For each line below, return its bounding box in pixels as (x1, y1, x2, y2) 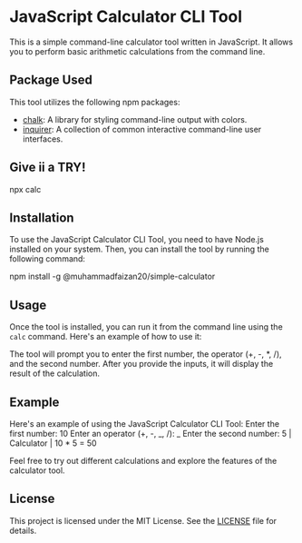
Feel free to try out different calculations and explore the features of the (9, 456, 278, 466)
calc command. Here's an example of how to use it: (9, 331, 202, 342)
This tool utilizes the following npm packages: (9, 96, 180, 107)
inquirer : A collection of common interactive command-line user (22, 123, 262, 134)
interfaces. (22, 133, 63, 144)
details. (9, 525, 37, 536)
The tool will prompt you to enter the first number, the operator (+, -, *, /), (9, 349, 283, 360)
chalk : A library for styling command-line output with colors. (22, 114, 248, 124)
